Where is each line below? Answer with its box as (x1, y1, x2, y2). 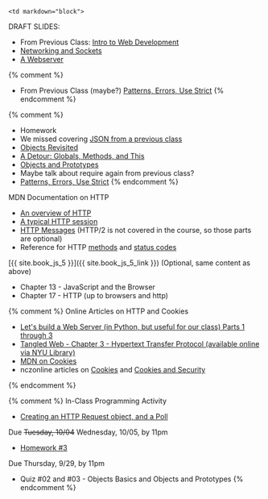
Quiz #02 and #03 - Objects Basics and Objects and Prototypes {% (19, 474, 244, 484)
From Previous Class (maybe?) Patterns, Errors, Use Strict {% (19, 85, 225, 95)
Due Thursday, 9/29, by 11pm (8, 459, 105, 468)
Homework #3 (19, 443, 68, 452)
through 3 (19, 331, 53, 340)
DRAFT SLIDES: (8, 22, 60, 31)
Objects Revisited (19, 143, 79, 152)
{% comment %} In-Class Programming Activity (8, 396, 167, 405)
